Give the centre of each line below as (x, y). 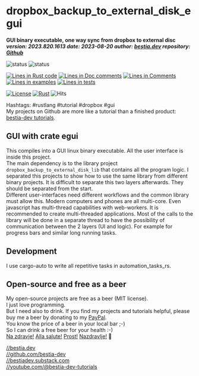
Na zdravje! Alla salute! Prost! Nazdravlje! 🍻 (59, 336)
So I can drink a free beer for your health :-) (60, 330)
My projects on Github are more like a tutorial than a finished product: (91, 111)
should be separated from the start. (50, 188)
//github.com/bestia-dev (36, 354)
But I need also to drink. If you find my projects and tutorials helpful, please (98, 311)
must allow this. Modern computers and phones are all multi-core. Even (94, 201)
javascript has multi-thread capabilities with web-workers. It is (82, 207)
